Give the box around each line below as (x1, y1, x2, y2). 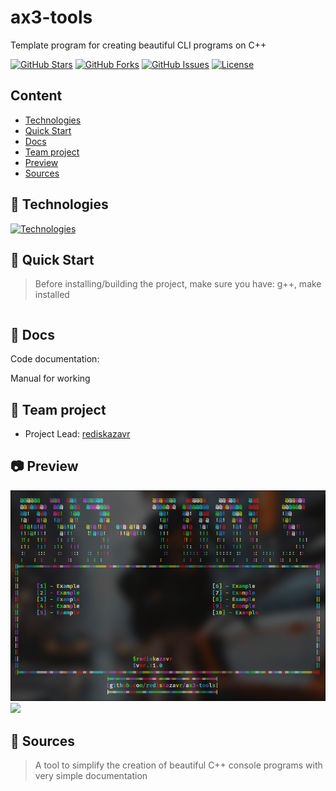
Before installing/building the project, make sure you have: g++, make (34, 278, 322, 290)
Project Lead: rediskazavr (24, 428, 131, 440)
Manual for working (10, 372, 91, 385)
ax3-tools (10, 6, 93, 29)
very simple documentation (34, 770, 148, 782)
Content (10, 87, 63, 105)
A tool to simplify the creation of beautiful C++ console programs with (34, 759, 323, 771)
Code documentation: (10, 353, 100, 365)
